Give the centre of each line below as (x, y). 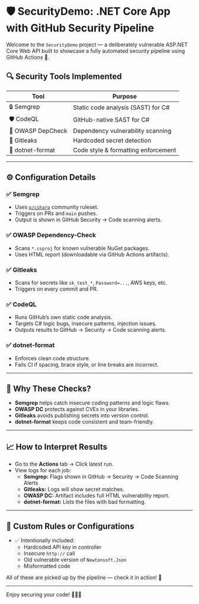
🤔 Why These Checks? (49, 389)
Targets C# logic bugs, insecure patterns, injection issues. (86, 323)
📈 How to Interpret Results (57, 446)
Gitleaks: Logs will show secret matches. (74, 489)
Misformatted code (47, 566)
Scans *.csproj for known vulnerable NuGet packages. (82, 248)
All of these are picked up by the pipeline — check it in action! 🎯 (84, 578)
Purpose (125, 96)
